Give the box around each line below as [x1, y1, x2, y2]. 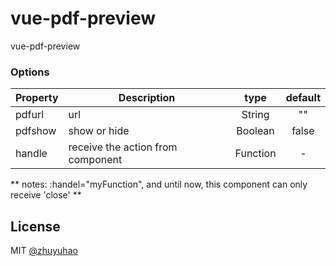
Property [15, 91, 59, 105]
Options [10, 65, 50, 79]
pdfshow [15, 124, 57, 138]
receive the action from [68, 140, 178, 154]
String [241, 108, 270, 122]
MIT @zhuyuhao [10, 245, 78, 257]
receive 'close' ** [10, 189, 82, 201]
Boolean [236, 124, 275, 138]
